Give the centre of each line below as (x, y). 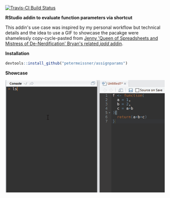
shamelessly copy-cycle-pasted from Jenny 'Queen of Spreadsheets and (82, 38)
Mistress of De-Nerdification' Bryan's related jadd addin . (64, 44)
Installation (17, 53)
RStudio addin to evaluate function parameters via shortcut (69, 17)
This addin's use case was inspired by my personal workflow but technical (83, 27)
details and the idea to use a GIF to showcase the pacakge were (72, 33)
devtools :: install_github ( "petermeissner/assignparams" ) (67, 63)
